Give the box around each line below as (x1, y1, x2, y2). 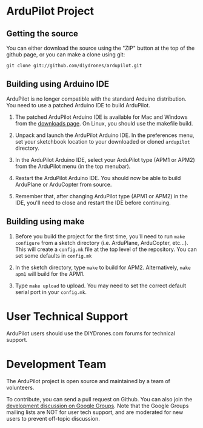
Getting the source (6, 28, 79, 39)
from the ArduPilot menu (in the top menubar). (15, 162, 131, 170)
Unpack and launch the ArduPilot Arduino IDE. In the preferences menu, (15, 132, 195, 139)
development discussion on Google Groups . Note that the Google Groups (6, 402, 189, 409)
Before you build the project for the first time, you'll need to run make (15, 232, 185, 240)
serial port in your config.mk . (15, 288, 87, 295)
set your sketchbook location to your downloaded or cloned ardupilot (15, 138, 190, 145)
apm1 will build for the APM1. (15, 270, 85, 277)
